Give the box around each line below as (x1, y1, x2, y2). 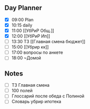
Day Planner (4, 4, 42, 12)
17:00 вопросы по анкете (11, 49, 63, 55)
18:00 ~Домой (11, 55, 42, 61)
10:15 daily (11, 22, 32, 28)
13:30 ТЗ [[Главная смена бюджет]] (11, 39, 86, 45)
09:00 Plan (11, 16, 34, 22)
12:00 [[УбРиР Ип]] (11, 33, 50, 39)
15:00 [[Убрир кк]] (11, 44, 49, 50)
